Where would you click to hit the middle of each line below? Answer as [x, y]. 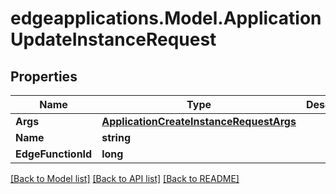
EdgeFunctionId [54, 154]
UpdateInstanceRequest [113, 39]
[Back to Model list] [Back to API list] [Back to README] [125, 178]
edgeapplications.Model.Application [166, 18]
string [116, 137]
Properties [44, 76]
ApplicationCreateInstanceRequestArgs [199, 121]
